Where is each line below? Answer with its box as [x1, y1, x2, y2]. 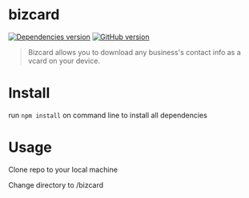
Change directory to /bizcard [8, 180, 104, 189]
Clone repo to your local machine [8, 164, 118, 174]
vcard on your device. [27, 56, 100, 65]
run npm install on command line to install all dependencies [8, 110, 208, 120]
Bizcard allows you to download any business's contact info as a [27, 47, 242, 57]
